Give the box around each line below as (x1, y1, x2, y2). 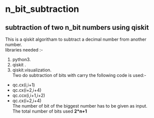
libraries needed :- (5, 47, 43, 53)
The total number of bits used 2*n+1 (12, 108, 87, 114)
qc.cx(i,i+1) (12, 82, 35, 88)
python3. (12, 57, 31, 62)
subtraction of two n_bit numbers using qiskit (5, 23, 149, 32)
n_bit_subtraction (5, 3, 79, 15)
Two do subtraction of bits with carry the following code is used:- (12, 72, 147, 78)
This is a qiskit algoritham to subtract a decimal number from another (5, 36, 147, 42)
